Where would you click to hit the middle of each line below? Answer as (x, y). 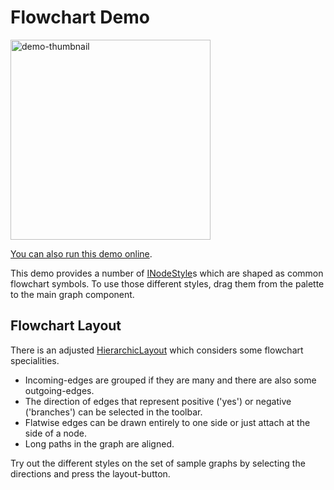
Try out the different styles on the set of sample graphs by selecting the (158, 463)
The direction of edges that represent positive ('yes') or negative (158, 401)
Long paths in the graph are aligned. (99, 443)
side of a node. (55, 433)
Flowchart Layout (66, 326)
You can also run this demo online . (81, 253)
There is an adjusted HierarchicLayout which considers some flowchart (157, 350)
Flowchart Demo (80, 17)
